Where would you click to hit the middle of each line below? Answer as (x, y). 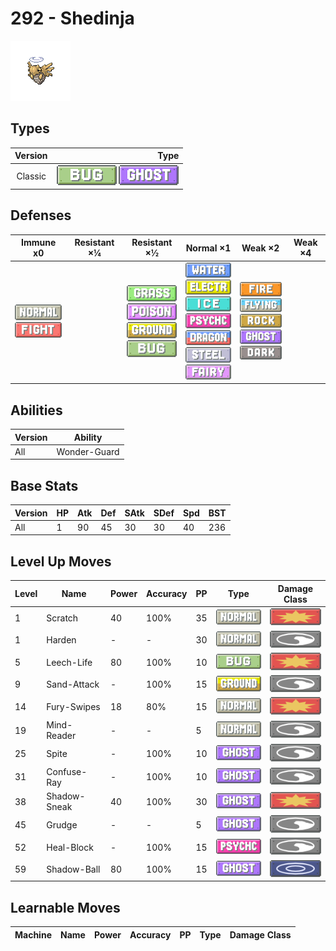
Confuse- (67, 771)
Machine (33, 934)
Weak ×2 (260, 248)
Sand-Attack (73, 684)
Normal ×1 (208, 248)
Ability (88, 437)
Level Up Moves (61, 561)
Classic (31, 176)
